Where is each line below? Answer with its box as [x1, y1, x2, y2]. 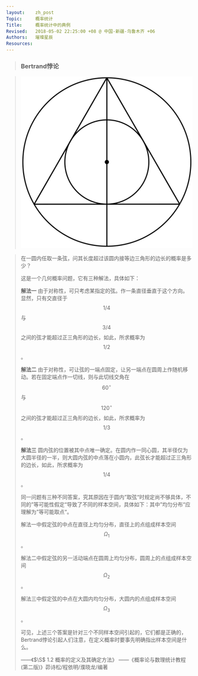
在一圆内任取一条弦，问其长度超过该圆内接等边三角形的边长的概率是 [20, 254, 187, 261]
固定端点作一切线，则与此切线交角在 [41, 373, 130, 380]
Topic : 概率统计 [6, 15, 53, 22]
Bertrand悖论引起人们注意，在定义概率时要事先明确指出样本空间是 [20, 636, 182, 643]
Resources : [6, 41, 33, 47]
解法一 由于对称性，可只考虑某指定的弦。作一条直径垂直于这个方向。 [20, 287, 188, 294]
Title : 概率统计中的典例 [6, 22, 71, 28]
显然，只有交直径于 [20, 295, 68, 302]
